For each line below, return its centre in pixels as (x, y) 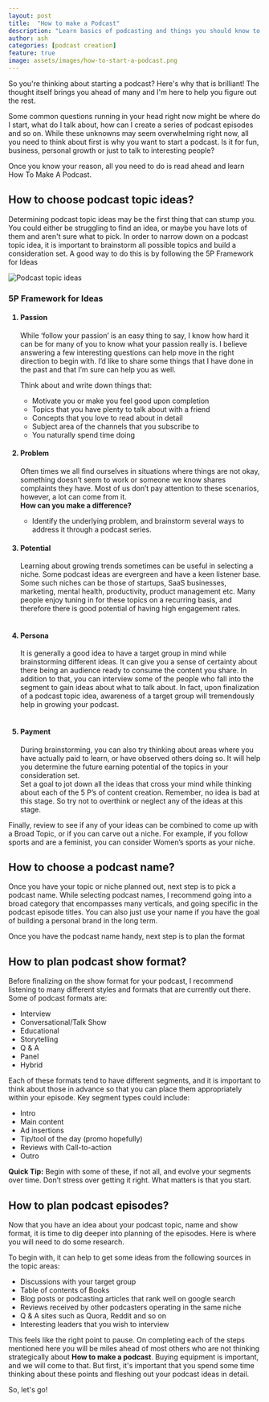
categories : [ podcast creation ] (62, 46)
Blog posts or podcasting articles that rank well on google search (128, 1299)
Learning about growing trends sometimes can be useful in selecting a (137, 566)
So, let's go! (28, 1390)
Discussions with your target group (78, 1282)
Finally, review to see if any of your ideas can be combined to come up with (133, 824)
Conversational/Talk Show (63, 1022)
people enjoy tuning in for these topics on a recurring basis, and (126, 600)
